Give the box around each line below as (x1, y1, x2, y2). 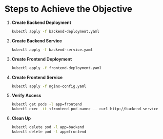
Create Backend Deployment (11, 20, 72, 25)
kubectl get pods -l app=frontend (11, 102, 82, 107)
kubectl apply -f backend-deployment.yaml (11, 29, 100, 34)
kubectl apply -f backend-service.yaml (11, 47, 93, 52)
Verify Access (11, 93, 41, 99)
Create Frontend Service (11, 74, 63, 80)
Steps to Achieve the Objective (4, 3, 133, 15)
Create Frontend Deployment (11, 56, 72, 62)
